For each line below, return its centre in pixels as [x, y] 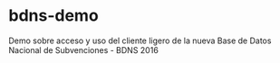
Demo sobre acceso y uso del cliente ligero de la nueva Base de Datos [140, 40]
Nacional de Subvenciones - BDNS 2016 [84, 49]
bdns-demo [53, 16]
